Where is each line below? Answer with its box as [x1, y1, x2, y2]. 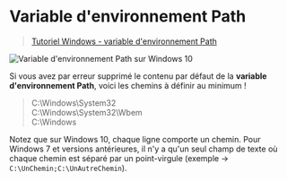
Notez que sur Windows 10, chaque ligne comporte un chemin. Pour [9, 134, 262, 144]
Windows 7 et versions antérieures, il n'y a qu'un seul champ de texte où [9, 143, 278, 154]
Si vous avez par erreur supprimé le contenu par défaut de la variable [9, 70, 267, 82]
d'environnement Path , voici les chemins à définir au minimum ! [9, 80, 247, 90]
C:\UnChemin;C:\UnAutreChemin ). [9, 162, 127, 173]
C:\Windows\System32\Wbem [30, 107, 143, 117]
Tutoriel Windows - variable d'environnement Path [30, 36, 217, 47]
